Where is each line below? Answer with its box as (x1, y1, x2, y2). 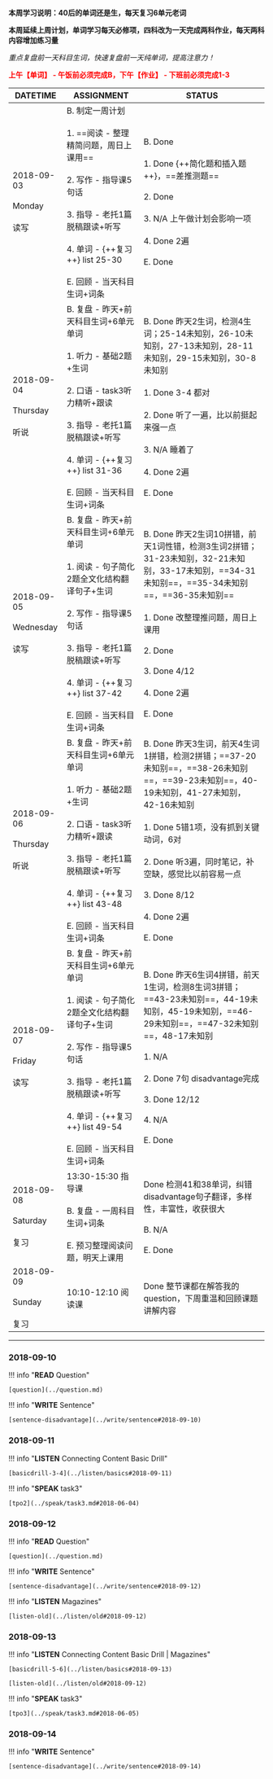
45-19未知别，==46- (167, 1006, 253, 1017)
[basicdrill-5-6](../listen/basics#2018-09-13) (8, 1665, 173, 1674)
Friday (12, 1055, 37, 1066)
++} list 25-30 (66, 254, 123, 265)
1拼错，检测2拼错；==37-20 (143, 751, 257, 761)
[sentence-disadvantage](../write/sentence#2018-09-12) (8, 1582, 201, 1590)
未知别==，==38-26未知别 (143, 763, 249, 773)
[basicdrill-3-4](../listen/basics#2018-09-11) (8, 1469, 173, 1477)
